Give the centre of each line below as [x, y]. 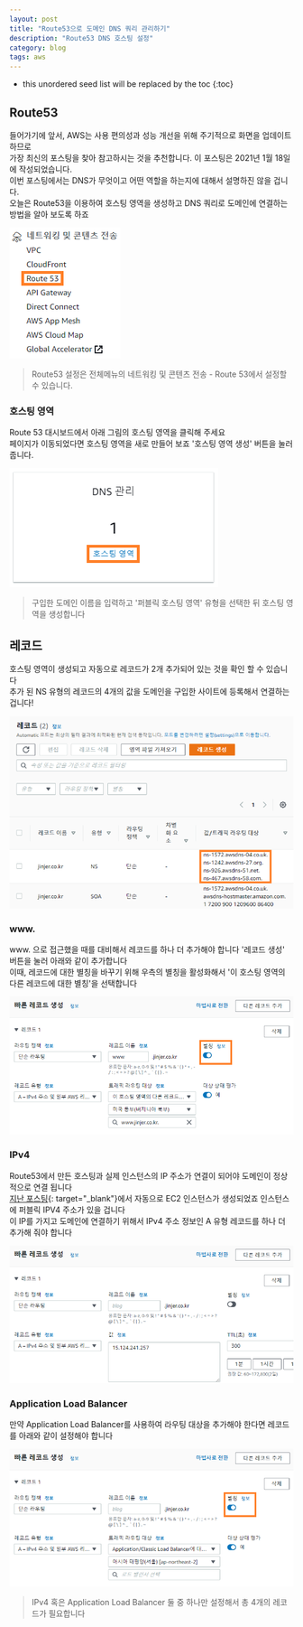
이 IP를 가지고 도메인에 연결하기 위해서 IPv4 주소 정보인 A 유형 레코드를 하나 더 [147, 1220]
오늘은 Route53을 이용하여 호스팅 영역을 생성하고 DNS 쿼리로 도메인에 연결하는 [149, 202]
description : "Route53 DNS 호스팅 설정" [82, 38]
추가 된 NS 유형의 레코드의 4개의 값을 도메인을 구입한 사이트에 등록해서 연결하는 [150, 692]
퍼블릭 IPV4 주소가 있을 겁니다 [72, 1210]
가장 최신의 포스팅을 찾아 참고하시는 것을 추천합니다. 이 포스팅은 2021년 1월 [141, 157]
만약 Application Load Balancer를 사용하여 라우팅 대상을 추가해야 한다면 [138, 1424]
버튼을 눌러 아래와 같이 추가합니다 [69, 961]
